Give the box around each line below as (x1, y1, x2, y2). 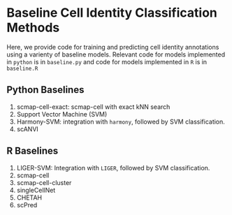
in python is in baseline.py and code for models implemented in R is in (6, 57, 208, 66)
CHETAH (16, 193, 43, 202)
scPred (16, 200, 38, 209)
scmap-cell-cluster (16, 178, 72, 186)
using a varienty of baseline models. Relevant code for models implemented (6, 50, 226, 59)
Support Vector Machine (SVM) (16, 110, 108, 118)
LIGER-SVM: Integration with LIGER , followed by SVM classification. (16, 163, 210, 172)
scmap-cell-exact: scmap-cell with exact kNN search (16, 103, 171, 111)
